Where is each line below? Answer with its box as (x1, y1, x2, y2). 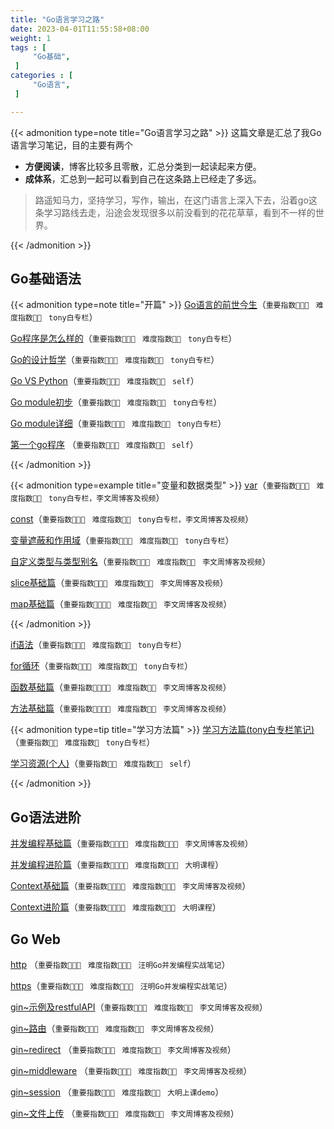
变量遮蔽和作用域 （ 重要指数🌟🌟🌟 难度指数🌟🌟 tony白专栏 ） (10, 534, 235, 546)
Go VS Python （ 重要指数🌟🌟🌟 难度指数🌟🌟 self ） (10, 375, 200, 387)
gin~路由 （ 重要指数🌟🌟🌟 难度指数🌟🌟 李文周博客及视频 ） (10, 1022, 220, 1035)
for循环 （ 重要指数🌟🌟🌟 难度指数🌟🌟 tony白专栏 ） (10, 660, 193, 672)
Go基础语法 (10, 271, 82, 288)
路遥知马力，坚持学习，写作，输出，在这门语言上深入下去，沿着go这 (34, 194, 318, 206)
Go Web (10, 931, 62, 948)
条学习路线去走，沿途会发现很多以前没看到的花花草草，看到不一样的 (34, 206, 316, 218)
